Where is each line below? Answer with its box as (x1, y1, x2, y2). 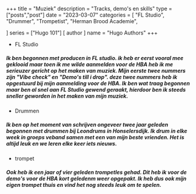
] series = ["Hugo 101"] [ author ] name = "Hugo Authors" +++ (6, 29, 158, 36)
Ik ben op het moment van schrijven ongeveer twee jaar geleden (6, 121, 169, 128)
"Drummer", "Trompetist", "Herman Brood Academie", (6, 18, 138, 24)
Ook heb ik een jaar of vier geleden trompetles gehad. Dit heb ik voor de (6, 168, 187, 176)
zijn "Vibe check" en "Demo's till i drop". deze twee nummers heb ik (6, 73, 178, 80)
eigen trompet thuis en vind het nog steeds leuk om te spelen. (6, 181, 162, 188)
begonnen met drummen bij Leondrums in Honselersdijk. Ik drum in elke (6, 127, 188, 134)
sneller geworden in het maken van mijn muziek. (6, 92, 129, 99)
